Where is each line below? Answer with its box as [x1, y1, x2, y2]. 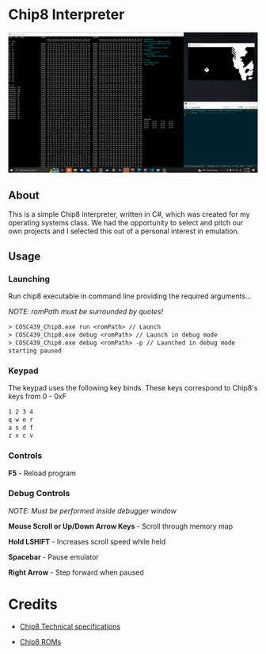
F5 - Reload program [8, 468, 77, 478]
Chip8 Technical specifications [19, 621, 121, 631]
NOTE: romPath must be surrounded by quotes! [8, 306, 164, 316]
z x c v [8, 432, 34, 440]
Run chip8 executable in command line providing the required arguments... [8, 291, 252, 301]
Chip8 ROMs [19, 637, 62, 646]
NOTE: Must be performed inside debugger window [8, 506, 177, 515]
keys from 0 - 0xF [8, 391, 67, 402]
